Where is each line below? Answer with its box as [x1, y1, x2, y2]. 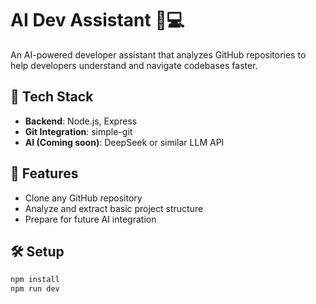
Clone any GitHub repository [24, 192, 143, 204]
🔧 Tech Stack [10, 88, 94, 106]
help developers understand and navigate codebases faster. [10, 59, 258, 71]
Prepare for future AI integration [24, 213, 157, 225]
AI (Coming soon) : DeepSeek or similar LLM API [24, 136, 225, 148]
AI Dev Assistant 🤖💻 [10, 9, 185, 32]
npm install [10, 275, 60, 285]
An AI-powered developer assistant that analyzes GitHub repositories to [10, 48, 307, 61]
